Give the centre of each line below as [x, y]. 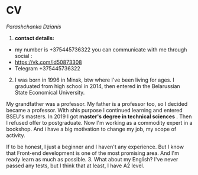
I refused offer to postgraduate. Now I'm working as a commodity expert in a [99, 122]
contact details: [34, 38]
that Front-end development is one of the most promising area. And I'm [92, 153]
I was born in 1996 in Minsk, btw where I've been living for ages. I [94, 80]
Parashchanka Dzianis [34, 27]
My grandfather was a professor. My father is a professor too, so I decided [97, 103]
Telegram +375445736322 [48, 68]
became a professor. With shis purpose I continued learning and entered [95, 110]
